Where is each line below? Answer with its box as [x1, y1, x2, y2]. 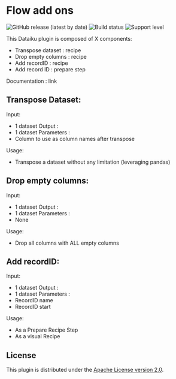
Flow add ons [6, 4, 74, 17]
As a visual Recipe [14, 333, 60, 340]
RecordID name [14, 297, 54, 304]
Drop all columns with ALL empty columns [14, 239, 120, 246]
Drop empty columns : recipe [14, 53, 87, 60]
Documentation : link [6, 77, 57, 85]
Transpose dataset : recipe [14, 46, 81, 54]
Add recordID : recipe [14, 59, 68, 67]
